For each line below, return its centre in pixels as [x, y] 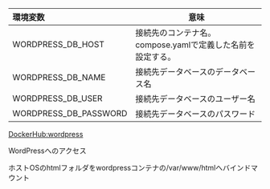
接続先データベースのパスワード [195, 114]
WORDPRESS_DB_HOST [58, 44]
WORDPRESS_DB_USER [57, 98]
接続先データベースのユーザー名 [195, 99]
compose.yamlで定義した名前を [195, 45]
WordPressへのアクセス [47, 151]
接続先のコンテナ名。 [176, 33]
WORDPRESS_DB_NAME [59, 77]
